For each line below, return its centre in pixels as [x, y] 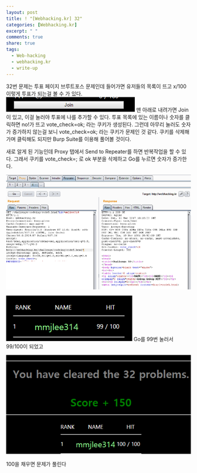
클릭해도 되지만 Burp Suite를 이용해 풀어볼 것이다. [74, 139]
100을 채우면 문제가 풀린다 [36, 464]
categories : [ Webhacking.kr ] [42, 25]
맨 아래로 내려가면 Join [162, 110]
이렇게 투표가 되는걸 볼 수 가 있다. [44, 93]
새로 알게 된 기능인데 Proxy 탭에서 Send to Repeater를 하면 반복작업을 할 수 [93, 151]
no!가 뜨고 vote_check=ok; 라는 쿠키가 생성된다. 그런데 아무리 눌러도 [101, 124]
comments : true [25, 37]
